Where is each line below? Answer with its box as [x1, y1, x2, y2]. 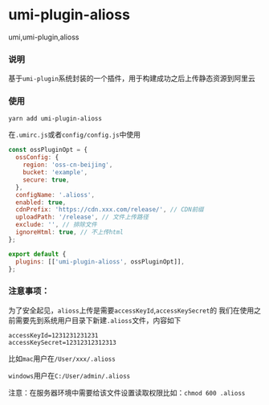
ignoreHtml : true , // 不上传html [15, 228, 124, 236]
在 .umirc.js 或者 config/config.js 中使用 [8, 130, 141, 140]
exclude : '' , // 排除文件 [15, 221, 98, 229]
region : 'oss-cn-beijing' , [22, 161, 113, 170]
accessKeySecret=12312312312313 [8, 338, 116, 346]
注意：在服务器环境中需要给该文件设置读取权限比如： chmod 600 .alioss [8, 387, 246, 397]
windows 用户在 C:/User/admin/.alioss [8, 370, 131, 380]
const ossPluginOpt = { [8, 146, 88, 154]
